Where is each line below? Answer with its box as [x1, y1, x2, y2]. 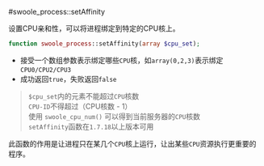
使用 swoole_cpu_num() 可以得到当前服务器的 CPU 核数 [27, 111, 200, 121]
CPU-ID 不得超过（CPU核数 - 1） [27, 101, 132, 111]
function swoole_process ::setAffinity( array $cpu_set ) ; [8, 40, 200, 48]
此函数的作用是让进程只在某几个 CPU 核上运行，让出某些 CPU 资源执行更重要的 [8, 138, 257, 148]
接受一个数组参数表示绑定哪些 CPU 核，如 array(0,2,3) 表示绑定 [19, 55, 224, 65]
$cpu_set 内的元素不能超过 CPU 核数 [27, 91, 140, 100]
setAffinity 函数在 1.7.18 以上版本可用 [27, 121, 154, 131]
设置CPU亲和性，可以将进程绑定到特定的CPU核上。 [8, 23, 180, 33]
